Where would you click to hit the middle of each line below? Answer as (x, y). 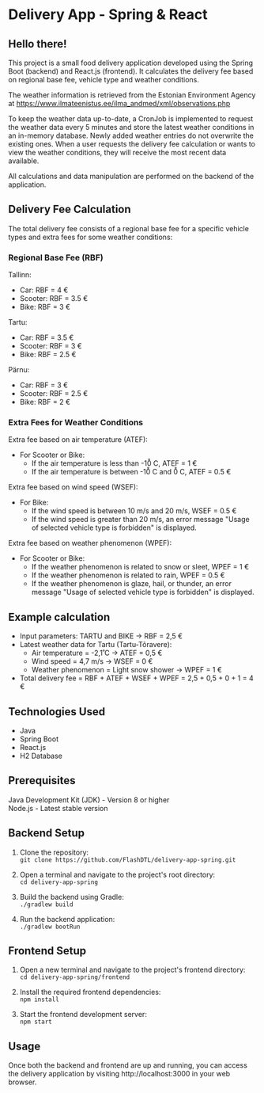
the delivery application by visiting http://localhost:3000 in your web (119, 1074)
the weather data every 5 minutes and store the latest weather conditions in (131, 127)
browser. (23, 1082)
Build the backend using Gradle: (72, 897)
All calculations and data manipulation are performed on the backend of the (131, 176)
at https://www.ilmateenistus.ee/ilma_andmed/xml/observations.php (119, 103)
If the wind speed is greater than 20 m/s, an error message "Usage (141, 520)
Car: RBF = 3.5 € (47, 337)
